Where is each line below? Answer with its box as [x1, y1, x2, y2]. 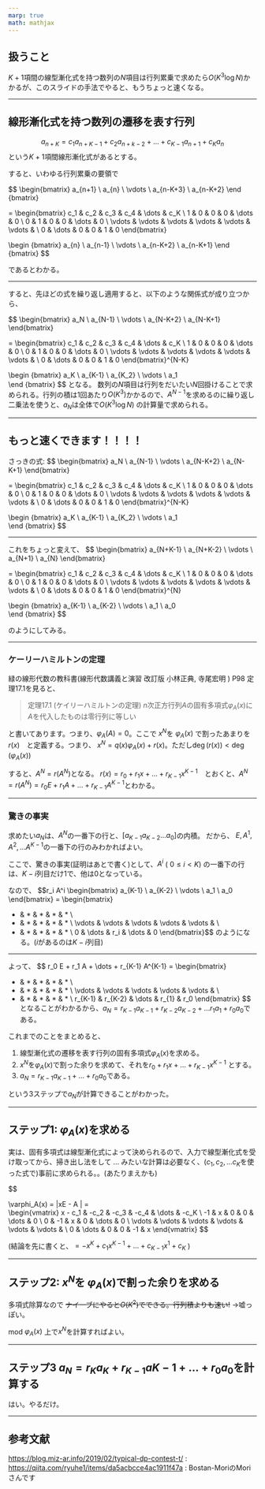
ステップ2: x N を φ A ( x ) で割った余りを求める [8, 1273, 220, 1291]
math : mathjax [8, 19, 55, 27]
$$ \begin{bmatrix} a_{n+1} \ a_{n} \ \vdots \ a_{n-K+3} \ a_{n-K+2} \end [8, 184, 242, 194]
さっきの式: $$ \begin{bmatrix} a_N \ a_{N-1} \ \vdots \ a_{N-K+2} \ [8, 456, 225, 466]
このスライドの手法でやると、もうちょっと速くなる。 [35, 82, 208, 91]
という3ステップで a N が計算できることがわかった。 [8, 1089, 174, 1100]
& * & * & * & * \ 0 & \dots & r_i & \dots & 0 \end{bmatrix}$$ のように [19, 928, 244, 937]
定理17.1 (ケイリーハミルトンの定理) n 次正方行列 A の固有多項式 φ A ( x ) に [27, 700, 253, 712]
